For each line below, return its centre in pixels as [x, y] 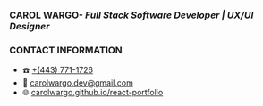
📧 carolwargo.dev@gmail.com [78, 83]
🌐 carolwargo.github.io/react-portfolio [93, 93]
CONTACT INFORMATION [66, 50]
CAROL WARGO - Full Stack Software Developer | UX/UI [131, 15]
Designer [30, 26]
